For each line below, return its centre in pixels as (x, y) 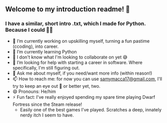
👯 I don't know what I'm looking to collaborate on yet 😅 (70, 57)
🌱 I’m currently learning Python (45, 51)
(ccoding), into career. (35, 46)
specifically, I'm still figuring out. (46, 68)
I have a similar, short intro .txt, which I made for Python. (75, 24)
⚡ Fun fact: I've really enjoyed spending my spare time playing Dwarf (84, 97)
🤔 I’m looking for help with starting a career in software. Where (77, 62)
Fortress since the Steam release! (47, 104)
